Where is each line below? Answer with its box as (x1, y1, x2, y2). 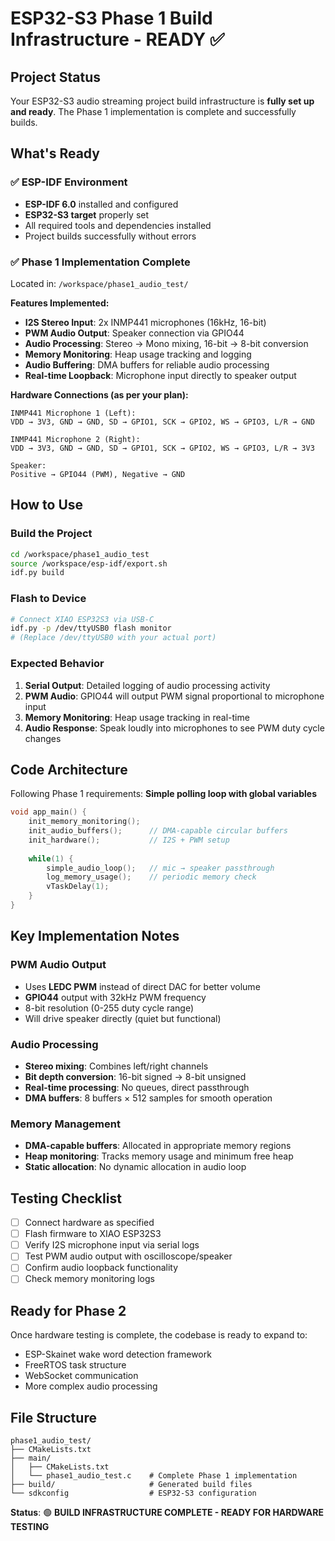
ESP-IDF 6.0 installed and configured (24, 198, 179, 210)
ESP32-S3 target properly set (24, 208, 150, 221)
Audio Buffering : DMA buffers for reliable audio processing (24, 358, 270, 371)
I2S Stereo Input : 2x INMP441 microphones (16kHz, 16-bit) (24, 316, 267, 328)
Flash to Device (10, 592, 87, 606)
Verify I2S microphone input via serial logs (24, 1239, 200, 1251)
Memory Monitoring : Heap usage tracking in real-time (24, 711, 250, 723)
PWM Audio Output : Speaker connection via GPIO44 (24, 327, 245, 339)
